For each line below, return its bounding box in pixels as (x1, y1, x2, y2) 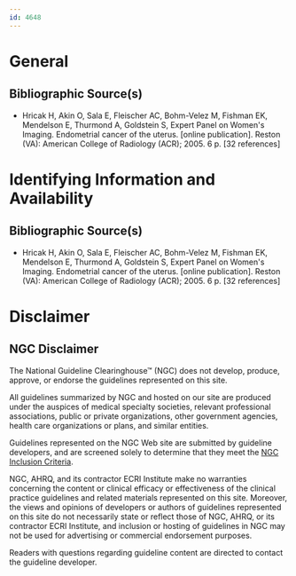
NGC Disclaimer (9, 342, 99, 357)
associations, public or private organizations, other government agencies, (9, 410, 278, 422)
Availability (9, 188, 94, 209)
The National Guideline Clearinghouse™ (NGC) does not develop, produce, (9, 365, 281, 375)
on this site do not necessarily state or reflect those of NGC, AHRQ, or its (9, 511, 275, 522)
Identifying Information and (9, 170, 215, 189)
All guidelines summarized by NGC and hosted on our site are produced (9, 391, 272, 402)
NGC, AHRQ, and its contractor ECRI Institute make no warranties (9, 473, 247, 484)
